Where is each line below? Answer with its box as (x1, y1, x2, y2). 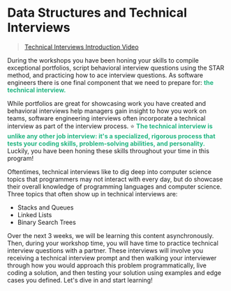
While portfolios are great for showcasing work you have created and (7, 99, 207, 107)
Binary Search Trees (17, 218, 77, 226)
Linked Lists (17, 210, 52, 219)
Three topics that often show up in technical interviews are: (7, 189, 178, 198)
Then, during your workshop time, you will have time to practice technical (7, 239, 218, 247)
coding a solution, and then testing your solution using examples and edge (7, 268, 222, 276)
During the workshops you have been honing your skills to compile (7, 56, 199, 64)
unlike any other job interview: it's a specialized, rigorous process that (7, 132, 216, 140)
